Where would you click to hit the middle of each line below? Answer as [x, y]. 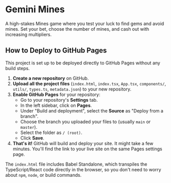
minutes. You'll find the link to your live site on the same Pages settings [87, 149]
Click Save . [32, 138]
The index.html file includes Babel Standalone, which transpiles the [76, 164]
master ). [29, 127]
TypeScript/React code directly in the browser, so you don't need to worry [83, 169]
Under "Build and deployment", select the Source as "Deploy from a [92, 110]
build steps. [18, 68]
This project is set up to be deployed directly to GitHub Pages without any [83, 63]
